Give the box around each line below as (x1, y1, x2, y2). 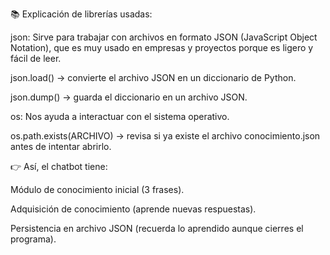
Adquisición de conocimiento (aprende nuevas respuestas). (10, 203, 257, 215)
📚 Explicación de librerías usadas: (10, 8, 153, 20)
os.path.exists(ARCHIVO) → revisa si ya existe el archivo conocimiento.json (10, 130, 321, 142)
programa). (10, 233, 57, 245)
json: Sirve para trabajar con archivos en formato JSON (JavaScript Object (10, 31, 318, 43)
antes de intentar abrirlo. (10, 141, 112, 152)
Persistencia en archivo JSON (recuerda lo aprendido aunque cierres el (10, 223, 304, 234)
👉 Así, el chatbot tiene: (10, 161, 108, 172)
